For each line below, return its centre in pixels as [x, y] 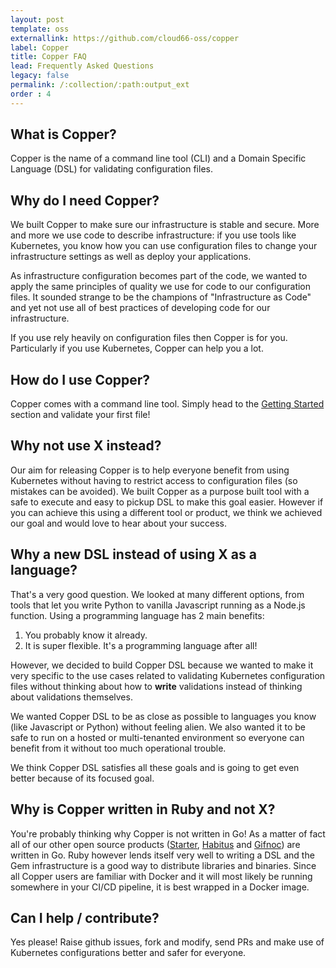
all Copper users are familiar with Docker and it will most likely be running [161, 876]
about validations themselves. [71, 697]
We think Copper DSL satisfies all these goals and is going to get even [155, 767]
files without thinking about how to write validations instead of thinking [156, 686]
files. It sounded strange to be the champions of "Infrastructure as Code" [161, 297]
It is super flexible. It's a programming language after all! [141, 645]
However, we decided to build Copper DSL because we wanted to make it [162, 665]
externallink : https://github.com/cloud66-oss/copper [125, 38]
